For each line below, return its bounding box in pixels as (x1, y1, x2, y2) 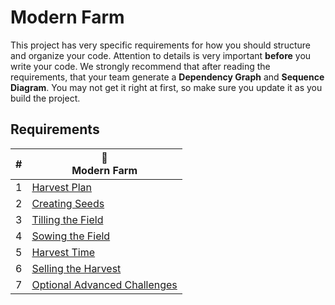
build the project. (10, 92, 81, 104)
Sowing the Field (31, 229, 111, 243)
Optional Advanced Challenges (31, 277, 178, 291)
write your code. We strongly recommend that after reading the (10, 60, 271, 72)
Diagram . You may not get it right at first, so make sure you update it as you (10, 81, 323, 93)
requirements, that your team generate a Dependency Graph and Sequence (10, 71, 325, 83)
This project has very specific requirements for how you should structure (10, 39, 311, 51)
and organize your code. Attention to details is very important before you (10, 49, 312, 61)
